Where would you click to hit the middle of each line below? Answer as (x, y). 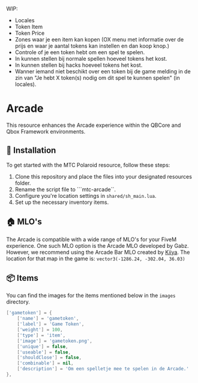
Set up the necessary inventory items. (62, 202)
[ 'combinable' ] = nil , (45, 363)
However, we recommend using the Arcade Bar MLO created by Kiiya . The (98, 252)
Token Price (30, 33)
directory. (18, 302)
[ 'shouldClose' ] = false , (49, 358)
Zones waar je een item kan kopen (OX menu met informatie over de (99, 39)
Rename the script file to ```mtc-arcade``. (65, 189)
